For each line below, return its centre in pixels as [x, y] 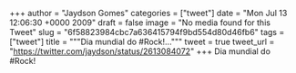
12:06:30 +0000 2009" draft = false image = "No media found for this [140, 23]
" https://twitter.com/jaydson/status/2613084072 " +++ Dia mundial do [140, 51]
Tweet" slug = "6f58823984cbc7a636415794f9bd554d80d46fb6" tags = [147, 32]
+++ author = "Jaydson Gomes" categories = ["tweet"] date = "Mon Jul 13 [148, 13]
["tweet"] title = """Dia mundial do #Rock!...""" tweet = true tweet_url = [142, 41]
